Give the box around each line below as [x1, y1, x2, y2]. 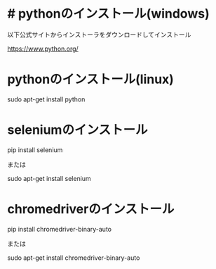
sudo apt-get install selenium [7, 174, 91, 182]
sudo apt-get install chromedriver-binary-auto [7, 254, 140, 262]
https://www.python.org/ [7, 44, 79, 53]
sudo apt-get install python [7, 95, 86, 104]
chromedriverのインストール [7, 201, 175, 217]
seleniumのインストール [7, 122, 149, 138]
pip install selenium [7, 145, 63, 154]
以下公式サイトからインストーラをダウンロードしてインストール [7, 30, 191, 39]
